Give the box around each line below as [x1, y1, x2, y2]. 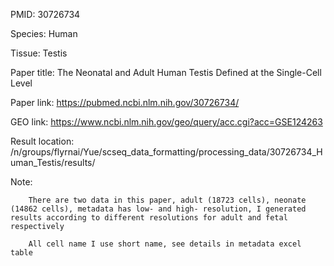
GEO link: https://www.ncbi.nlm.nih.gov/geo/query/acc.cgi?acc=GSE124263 [10, 116, 323, 128]
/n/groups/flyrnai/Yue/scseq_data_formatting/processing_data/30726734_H [10, 146, 323, 158]
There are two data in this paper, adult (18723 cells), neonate [28, 195, 307, 205]
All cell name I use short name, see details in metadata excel [28, 239, 302, 249]
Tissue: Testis [10, 47, 68, 59]
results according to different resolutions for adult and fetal [10, 213, 288, 223]
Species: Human [10, 28, 78, 39]
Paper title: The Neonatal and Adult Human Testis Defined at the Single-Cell [10, 67, 322, 78]
